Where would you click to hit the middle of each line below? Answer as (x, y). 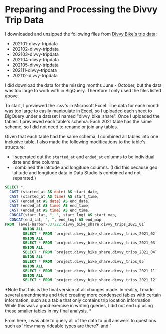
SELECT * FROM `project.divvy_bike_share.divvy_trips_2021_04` (90, 252)
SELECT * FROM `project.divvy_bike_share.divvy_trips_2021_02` (90, 234)
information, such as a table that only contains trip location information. (79, 300)
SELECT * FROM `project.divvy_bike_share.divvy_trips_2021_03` (90, 243)
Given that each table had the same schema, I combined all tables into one (82, 136)
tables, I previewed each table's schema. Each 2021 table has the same (79, 121)
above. (12, 96)
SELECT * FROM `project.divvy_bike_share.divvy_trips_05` (84, 261)
